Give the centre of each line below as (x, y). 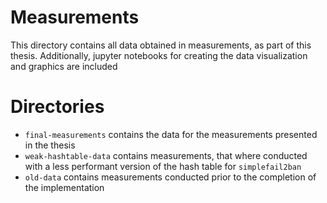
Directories (57, 107)
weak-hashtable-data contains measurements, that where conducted (166, 155)
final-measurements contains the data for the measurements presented (171, 134)
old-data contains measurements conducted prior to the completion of (170, 177)
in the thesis (50, 145)
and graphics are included (64, 66)
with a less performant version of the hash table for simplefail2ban (163, 166)
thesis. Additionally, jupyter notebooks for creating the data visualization (159, 55)
